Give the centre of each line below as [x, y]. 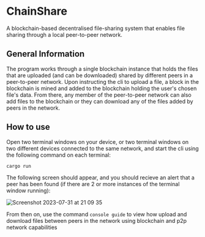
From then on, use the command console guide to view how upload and [97, 214]
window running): [28, 190]
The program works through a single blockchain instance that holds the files [102, 69]
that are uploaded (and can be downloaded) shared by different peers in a [100, 75]
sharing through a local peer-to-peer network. [64, 34]
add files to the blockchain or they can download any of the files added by [100, 101]
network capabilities [32, 227]
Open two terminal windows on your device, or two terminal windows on [98, 141]
